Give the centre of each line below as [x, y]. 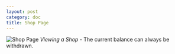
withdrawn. [20, 46]
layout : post [22, 12]
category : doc [24, 17]
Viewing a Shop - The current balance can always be [105, 40]
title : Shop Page [27, 23]
